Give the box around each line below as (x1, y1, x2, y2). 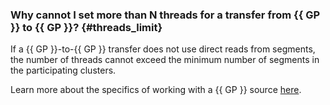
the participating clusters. (10, 64, 117, 77)
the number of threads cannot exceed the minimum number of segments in (10, 54, 320, 66)
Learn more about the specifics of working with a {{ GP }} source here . (10, 84, 302, 96)
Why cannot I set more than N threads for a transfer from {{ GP (10, 8, 321, 22)
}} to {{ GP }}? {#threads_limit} (10, 20, 163, 34)
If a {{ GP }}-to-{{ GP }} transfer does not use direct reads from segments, (10, 43, 316, 55)
